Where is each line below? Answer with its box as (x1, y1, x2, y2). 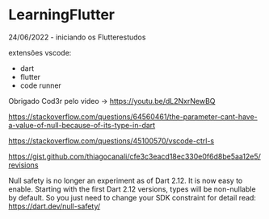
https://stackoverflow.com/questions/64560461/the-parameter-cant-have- (8, 111, 258, 122)
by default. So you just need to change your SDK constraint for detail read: (8, 192, 257, 202)
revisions (8, 159, 39, 170)
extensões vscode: (8, 48, 72, 57)
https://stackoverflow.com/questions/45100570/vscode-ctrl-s (8, 135, 215, 146)
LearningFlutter (8, 6, 116, 24)
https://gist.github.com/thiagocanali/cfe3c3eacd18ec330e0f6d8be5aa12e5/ (8, 151, 261, 161)
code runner (19, 81, 62, 90)
